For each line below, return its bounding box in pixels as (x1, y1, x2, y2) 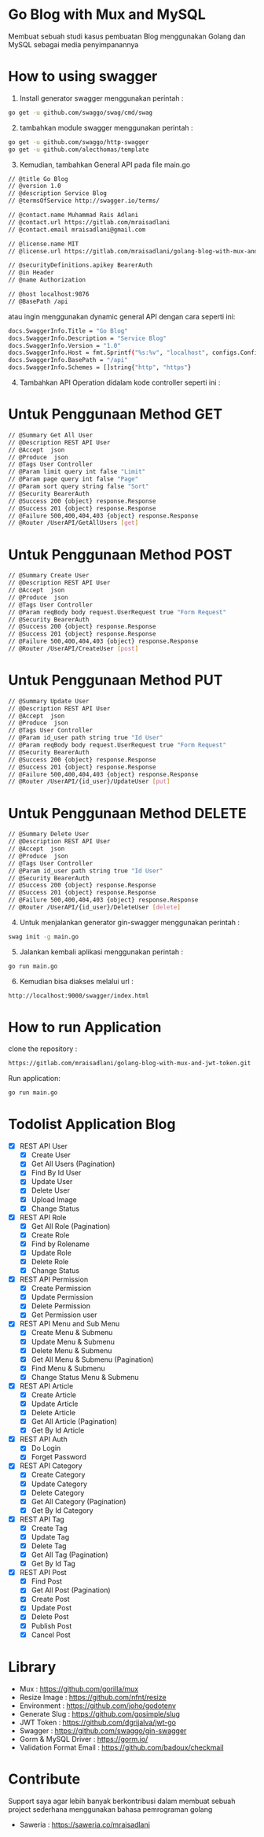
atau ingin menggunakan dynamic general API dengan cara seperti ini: (8, 312, 236, 321)
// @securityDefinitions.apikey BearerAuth (8, 261, 153, 269)
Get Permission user (31, 1310, 97, 1319)
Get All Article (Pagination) (31, 1417, 118, 1426)
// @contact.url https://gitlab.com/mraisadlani (8, 218, 170, 226)
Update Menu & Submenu (31, 1337, 115, 1346)
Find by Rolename (31, 1239, 90, 1249)
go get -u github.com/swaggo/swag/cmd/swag (8, 109, 153, 116)
